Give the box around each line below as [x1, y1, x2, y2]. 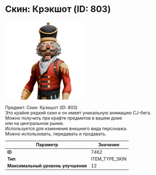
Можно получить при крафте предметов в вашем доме [5, 115, 122, 121]
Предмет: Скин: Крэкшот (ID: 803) [5, 104, 78, 110]
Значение [98, 142, 120, 148]
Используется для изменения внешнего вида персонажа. [5, 125, 128, 131]
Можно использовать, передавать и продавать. [5, 130, 107, 137]
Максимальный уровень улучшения [7, 163, 87, 169]
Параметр [36, 142, 58, 148]
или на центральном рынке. [5, 120, 64, 126]
